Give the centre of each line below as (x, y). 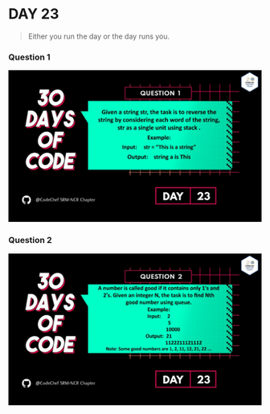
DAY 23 (34, 14)
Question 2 (30, 240)
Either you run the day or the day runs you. (99, 36)
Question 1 (29, 57)
